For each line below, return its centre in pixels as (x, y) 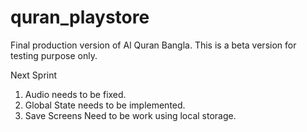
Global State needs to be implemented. (105, 105)
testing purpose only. (54, 55)
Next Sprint (34, 75)
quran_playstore (80, 17)
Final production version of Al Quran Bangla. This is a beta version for (153, 45)
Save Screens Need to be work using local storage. (130, 115)
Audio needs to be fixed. (75, 94)
